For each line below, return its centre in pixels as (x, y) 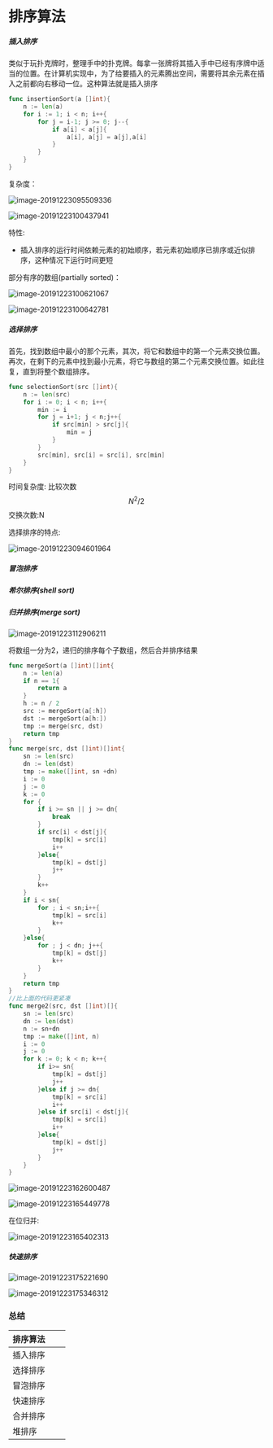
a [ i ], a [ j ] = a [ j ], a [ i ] (107, 137)
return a (52, 689)
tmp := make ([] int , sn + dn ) (70, 772)
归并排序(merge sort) (44, 612)
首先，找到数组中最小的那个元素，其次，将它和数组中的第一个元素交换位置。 (136, 351)
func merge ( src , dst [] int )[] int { (67, 749)
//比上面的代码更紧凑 (39, 999)
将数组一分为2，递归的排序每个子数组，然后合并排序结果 (103, 650)
